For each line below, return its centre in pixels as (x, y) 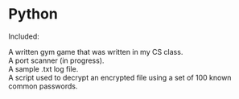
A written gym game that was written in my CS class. (96, 52)
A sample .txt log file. (43, 68)
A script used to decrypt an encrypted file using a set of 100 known (120, 77)
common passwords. (43, 86)
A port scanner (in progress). (56, 60)
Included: (24, 36)
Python (33, 14)
